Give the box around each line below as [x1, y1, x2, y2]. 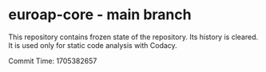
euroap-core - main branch [8, 6, 192, 24]
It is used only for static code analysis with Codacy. [8, 40, 177, 50]
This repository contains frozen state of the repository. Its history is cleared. [8, 32, 258, 42]
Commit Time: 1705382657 [8, 56, 97, 66]
